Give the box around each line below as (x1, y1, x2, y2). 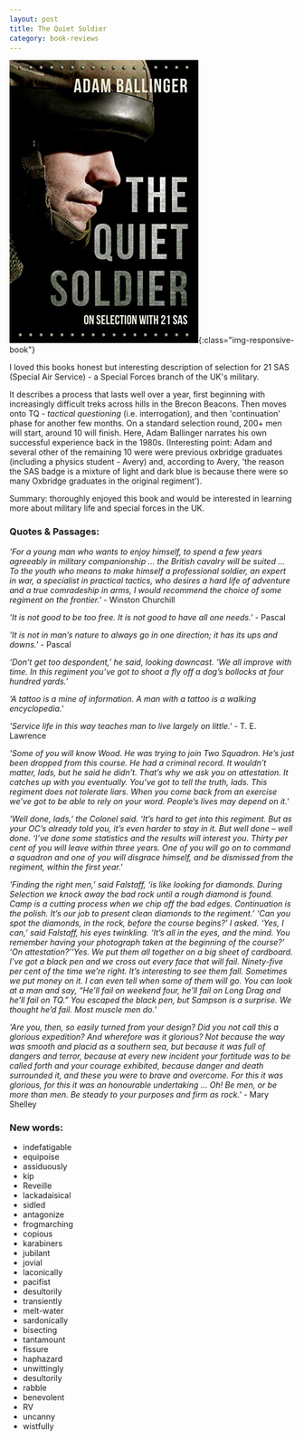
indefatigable (22, 1141, 72, 1152)
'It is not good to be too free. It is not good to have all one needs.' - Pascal (9, 611, 287, 622)
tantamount (22, 1334, 66, 1345)
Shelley (9, 1099, 37, 1109)
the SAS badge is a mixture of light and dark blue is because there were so (9, 466, 289, 477)
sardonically (22, 1314, 69, 1326)
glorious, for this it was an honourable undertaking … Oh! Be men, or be (9, 1079, 278, 1090)
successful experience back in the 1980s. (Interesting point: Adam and (9, 437, 273, 448)
